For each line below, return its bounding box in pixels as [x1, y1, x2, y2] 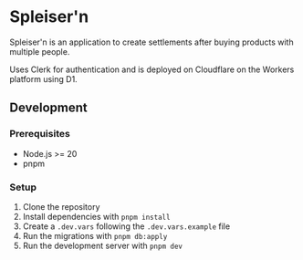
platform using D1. [9, 73, 78, 84]
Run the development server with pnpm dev [22, 240, 183, 251]
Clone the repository [22, 201, 100, 212]
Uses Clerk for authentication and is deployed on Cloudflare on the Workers [9, 64, 295, 75]
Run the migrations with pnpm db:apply [22, 230, 168, 241]
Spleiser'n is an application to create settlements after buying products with [9, 36, 294, 47]
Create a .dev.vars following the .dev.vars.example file [22, 221, 231, 232]
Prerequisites [9, 128, 70, 140]
